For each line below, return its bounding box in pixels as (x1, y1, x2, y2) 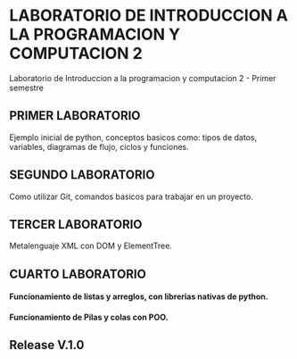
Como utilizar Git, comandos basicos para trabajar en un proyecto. (9, 191, 254, 202)
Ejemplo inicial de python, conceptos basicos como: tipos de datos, (9, 131, 257, 143)
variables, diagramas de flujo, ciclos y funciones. (9, 141, 189, 152)
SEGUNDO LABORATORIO (9, 167, 155, 183)
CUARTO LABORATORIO (9, 266, 147, 281)
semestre (9, 82, 45, 93)
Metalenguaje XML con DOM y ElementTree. (9, 240, 172, 251)
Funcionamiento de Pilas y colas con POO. (9, 312, 169, 322)
